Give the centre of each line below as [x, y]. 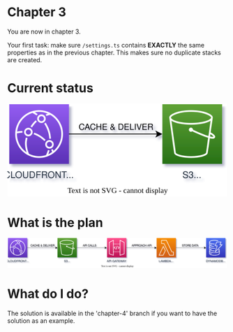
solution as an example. [41, 320]
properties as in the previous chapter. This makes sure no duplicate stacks [114, 52]
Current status [51, 88]
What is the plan [55, 223]
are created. [25, 59]
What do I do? [48, 294]
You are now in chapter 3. [44, 31]
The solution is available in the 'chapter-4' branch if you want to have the [112, 313]
